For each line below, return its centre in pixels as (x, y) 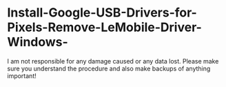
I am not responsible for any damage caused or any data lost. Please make (113, 61)
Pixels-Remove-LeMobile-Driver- (104, 27)
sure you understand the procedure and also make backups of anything (109, 68)
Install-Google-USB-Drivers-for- (102, 13)
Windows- (38, 42)
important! (22, 76)
